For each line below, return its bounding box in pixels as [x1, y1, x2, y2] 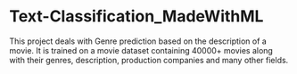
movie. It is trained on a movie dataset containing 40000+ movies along [9, 45, 274, 55]
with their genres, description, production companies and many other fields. [9, 54, 289, 65]
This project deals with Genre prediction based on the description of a [9, 36, 268, 46]
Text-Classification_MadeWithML [9, 6, 264, 27]
